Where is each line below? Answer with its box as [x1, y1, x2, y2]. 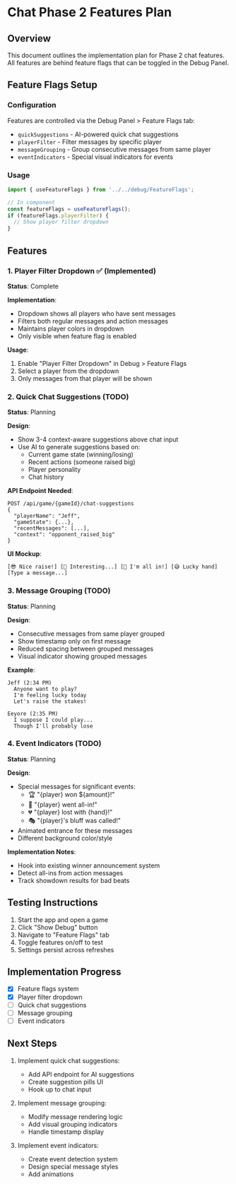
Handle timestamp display [28, 1127, 105, 1136]
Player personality [28, 466, 81, 474]
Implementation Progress [7, 966, 122, 978]
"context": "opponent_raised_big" [13, 531, 115, 538]
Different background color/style [17, 834, 113, 842]
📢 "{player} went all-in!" [28, 800, 98, 809]
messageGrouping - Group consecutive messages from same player [17, 145, 211, 153]
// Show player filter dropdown [13, 218, 110, 226]
